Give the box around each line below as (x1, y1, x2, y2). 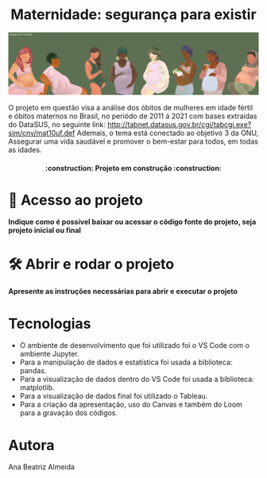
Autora (8, 436, 55, 454)
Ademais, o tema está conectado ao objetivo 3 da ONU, (76, 128, 259, 137)
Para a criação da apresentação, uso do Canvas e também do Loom (19, 399, 242, 410)
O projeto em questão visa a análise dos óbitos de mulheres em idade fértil (8, 102, 253, 112)
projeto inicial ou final (8, 226, 82, 235)
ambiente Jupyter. (19, 349, 79, 359)
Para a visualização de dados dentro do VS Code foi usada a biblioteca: (19, 375, 254, 384)
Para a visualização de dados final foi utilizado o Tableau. (19, 391, 208, 401)
